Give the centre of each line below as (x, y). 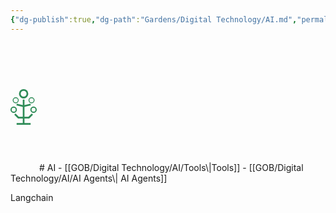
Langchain (32, 197)
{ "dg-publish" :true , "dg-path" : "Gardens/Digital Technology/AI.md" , (154, 19)
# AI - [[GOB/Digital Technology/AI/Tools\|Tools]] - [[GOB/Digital (171, 167)
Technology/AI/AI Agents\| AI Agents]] (89, 178)
